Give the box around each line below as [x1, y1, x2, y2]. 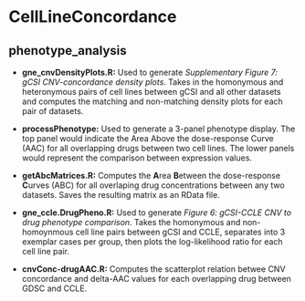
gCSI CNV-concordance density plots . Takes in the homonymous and [21, 77, 284, 88]
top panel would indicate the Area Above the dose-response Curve [21, 133, 275, 143]
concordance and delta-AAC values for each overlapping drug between [21, 274, 291, 284]
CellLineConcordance [8, 6, 177, 27]
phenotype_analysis [8, 43, 127, 58]
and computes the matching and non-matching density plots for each [21, 96, 284, 107]
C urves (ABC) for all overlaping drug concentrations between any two [21, 180, 285, 191]
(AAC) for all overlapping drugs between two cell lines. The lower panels [21, 143, 295, 153]
